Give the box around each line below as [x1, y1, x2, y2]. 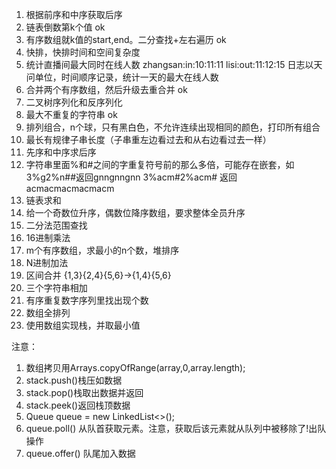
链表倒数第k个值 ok [25, 21, 106, 33]
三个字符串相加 [25, 282, 88, 293]
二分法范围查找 [25, 219, 88, 231]
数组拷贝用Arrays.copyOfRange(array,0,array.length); [25, 362, 246, 373]
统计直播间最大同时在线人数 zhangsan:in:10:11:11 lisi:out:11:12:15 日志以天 [25, 59, 323, 70]
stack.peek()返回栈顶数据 [25, 399, 131, 411]
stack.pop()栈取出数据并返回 [25, 387, 144, 398]
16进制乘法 [25, 232, 71, 243]
